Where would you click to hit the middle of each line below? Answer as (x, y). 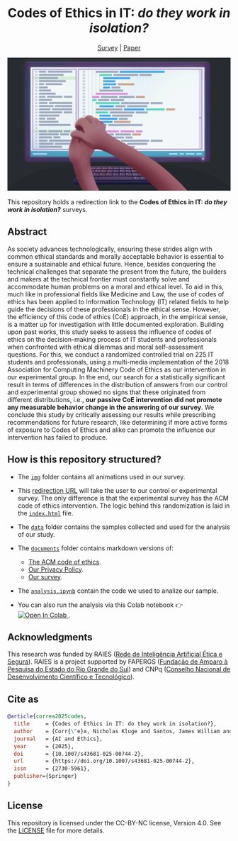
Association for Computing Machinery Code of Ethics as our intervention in (117, 369)
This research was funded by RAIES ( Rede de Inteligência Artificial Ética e (115, 655)
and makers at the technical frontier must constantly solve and (98, 279)
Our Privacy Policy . (56, 569)
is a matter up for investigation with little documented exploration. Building (116, 324)
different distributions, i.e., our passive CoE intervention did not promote (115, 399)
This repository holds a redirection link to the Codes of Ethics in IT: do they (118, 202)
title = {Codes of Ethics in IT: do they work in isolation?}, (115, 724)
